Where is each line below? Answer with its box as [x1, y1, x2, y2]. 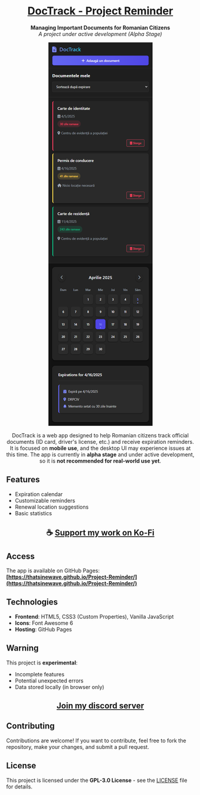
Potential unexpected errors [14, 677, 84, 684]
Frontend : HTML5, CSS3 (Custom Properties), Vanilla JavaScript [14, 613, 174, 620]
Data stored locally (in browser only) [14, 683, 104, 690]
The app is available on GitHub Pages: [6, 567, 100, 574]
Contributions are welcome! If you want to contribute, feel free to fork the [6, 737, 187, 744]
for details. [6, 783, 33, 790]
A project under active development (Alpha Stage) [38, 30, 162, 37]
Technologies [6, 597, 59, 607]
